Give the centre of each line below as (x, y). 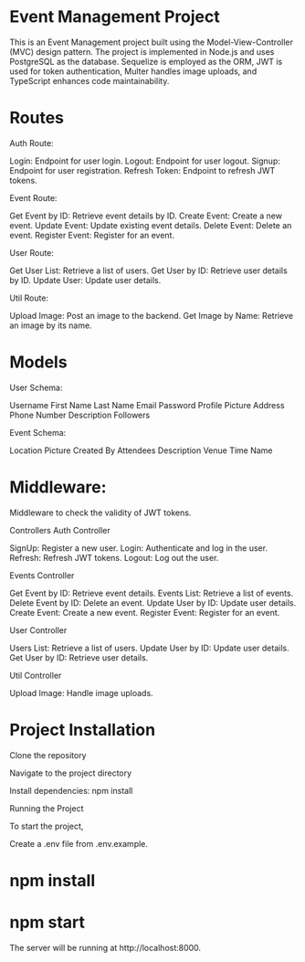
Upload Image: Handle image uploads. (81, 692)
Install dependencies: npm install (71, 790)
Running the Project (47, 808)
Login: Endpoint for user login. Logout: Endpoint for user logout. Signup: (145, 161)
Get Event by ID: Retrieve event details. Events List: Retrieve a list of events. (152, 593)
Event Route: (33, 197)
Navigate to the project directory (71, 773)
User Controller (38, 630)
